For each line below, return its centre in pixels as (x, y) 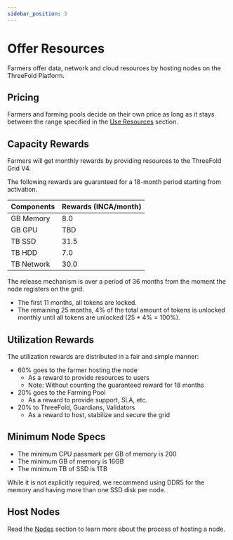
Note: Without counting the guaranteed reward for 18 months (116, 385)
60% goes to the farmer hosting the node (78, 370)
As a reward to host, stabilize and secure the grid (99, 415)
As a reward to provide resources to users (88, 377)
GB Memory (31, 218)
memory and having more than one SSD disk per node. (87, 489)
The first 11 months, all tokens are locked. (77, 303)
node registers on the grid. (46, 289)
